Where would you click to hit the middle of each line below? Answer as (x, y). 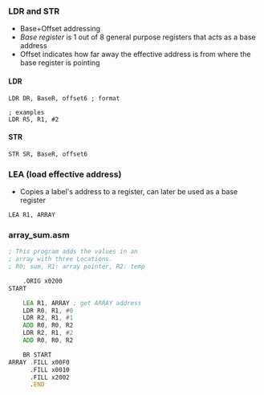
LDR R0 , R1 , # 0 (48, 311)
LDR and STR (34, 11)
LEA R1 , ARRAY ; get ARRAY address (82, 303)
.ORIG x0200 (43, 281)
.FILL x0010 (49, 370)
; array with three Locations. (61, 259)
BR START (37, 355)
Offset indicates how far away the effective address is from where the (135, 55)
